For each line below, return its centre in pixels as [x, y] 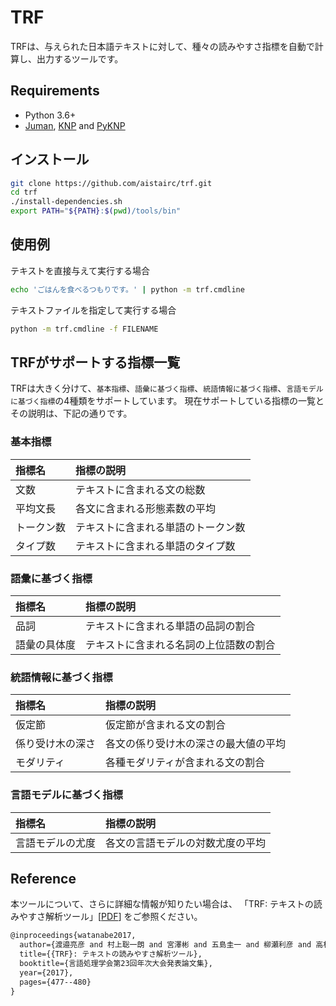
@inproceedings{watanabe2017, [73, 936]
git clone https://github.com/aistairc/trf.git [111, 183]
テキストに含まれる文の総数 [140, 489]
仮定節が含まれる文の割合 [166, 725]
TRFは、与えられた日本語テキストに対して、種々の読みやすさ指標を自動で [162, 46]
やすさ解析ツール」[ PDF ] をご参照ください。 [110, 917]
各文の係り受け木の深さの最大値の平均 [196, 744]
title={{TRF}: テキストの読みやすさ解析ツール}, [111, 954]
